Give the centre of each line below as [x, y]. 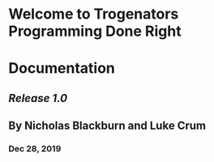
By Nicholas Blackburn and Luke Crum [107, 126]
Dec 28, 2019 [35, 149]
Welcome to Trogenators [94, 14]
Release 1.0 [38, 98]
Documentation [62, 68]
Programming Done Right [95, 31]
